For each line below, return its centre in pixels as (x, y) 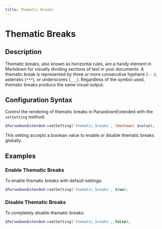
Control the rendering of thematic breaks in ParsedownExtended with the (79, 112)
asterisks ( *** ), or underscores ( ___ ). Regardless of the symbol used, (75, 79)
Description (23, 52)
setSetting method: (25, 117)
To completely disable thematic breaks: (45, 213)
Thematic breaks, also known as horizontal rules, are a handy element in (78, 64)
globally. (14, 141)
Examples (20, 156)
